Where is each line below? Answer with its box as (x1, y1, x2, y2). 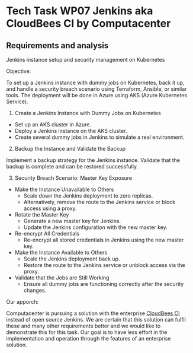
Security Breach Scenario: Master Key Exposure (14, 174, 132, 182)
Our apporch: (6, 298, 38, 305)
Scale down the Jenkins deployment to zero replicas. (23, 192, 153, 199)
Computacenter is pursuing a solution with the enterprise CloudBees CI (6, 310, 180, 317)
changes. (23, 287, 47, 294)
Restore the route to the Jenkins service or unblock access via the (23, 262, 185, 268)
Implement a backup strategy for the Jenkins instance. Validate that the (6, 157, 181, 164)
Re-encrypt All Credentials (14, 230, 80, 237)
